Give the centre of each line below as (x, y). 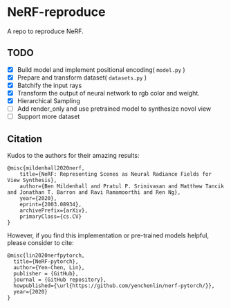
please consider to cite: (40, 243)
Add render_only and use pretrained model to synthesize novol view (114, 109)
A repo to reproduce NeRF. (46, 31)
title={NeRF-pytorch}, (46, 262)
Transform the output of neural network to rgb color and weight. (109, 93)
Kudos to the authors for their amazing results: (73, 155)
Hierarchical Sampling (49, 101)
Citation (25, 139)
